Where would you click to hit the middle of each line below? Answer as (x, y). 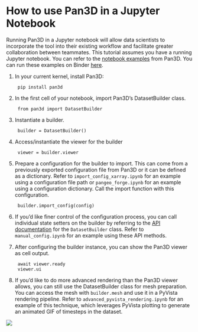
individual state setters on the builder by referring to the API (87, 223)
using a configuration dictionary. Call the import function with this (94, 188)
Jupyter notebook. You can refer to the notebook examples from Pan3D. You (99, 58)
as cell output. (32, 253)
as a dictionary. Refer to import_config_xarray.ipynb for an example (98, 176)
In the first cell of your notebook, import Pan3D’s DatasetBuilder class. (100, 98)
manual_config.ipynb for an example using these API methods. (91, 235)
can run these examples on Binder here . (55, 65)
